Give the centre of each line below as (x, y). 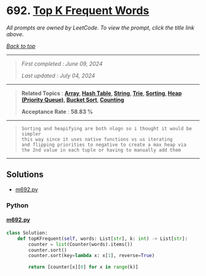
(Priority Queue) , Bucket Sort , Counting (73, 99)
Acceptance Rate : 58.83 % (57, 112)
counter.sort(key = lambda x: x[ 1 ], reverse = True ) (92, 256)
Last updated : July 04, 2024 (58, 75)
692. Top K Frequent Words (78, 11)
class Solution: (27, 233)
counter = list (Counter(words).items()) (81, 244)
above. (15, 34)
